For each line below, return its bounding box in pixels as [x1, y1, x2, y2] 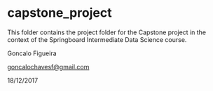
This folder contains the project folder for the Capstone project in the [7, 28, 207, 36]
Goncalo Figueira [7, 49, 57, 57]
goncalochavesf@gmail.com [7, 62, 90, 71]
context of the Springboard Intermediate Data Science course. [7, 35, 187, 43]
